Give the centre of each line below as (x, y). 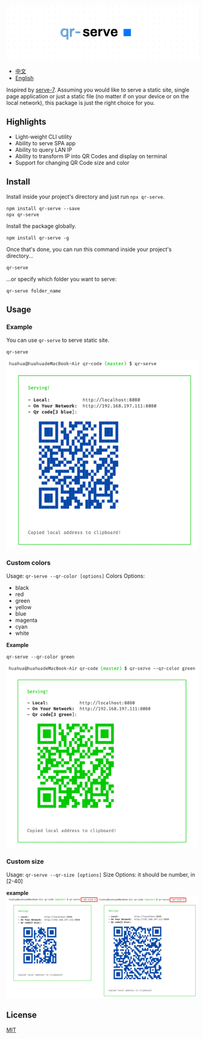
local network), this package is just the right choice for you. (81, 103)
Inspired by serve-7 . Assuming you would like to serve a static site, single (98, 90)
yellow (23, 607)
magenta (26, 620)
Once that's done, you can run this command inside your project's (89, 249)
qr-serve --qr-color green (40, 657)
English (24, 78)
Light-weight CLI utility (43, 137)
